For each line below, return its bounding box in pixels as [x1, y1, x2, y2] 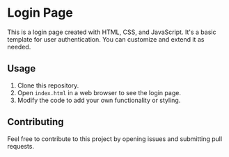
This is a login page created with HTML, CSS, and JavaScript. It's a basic [7, 28, 216, 36]
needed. [7, 42, 31, 51]
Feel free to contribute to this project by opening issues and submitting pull [7, 134, 223, 143]
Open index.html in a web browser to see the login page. [17, 88, 181, 97]
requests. [7, 142, 35, 150]
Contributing [7, 116, 64, 128]
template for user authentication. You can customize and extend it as [7, 35, 205, 43]
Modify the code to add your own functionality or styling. [17, 96, 181, 104]
